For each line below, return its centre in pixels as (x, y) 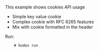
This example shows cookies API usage (45, 7)
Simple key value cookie (37, 16)
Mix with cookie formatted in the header (52, 27)
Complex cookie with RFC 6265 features (53, 22)
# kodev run (26, 46)
